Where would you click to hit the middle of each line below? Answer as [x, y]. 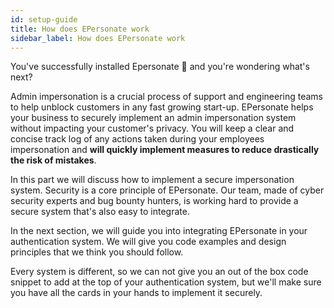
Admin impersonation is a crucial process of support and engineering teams [166, 97]
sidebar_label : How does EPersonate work [98, 38]
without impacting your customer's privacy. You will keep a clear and [152, 128]
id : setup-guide [44, 19]
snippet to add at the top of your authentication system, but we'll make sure [166, 282]
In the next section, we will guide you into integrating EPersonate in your [159, 231]
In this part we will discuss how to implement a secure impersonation [152, 180]
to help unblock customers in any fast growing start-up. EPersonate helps [162, 107]
